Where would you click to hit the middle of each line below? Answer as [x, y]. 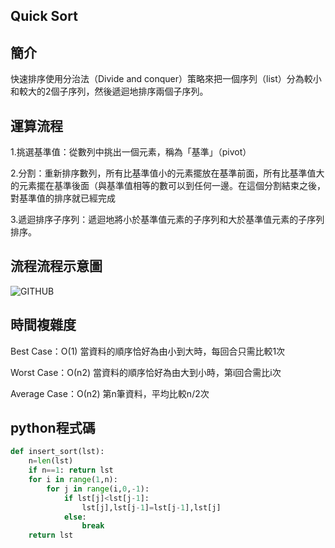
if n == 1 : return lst [71, 470]
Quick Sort [44, 16]
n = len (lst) [51, 461]
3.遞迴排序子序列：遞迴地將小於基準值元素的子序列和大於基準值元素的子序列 [167, 220]
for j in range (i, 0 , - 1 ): [98, 489]
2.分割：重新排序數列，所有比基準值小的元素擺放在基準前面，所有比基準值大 [167, 173]
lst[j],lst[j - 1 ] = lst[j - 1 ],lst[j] [151, 507]
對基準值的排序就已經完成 [63, 198]
